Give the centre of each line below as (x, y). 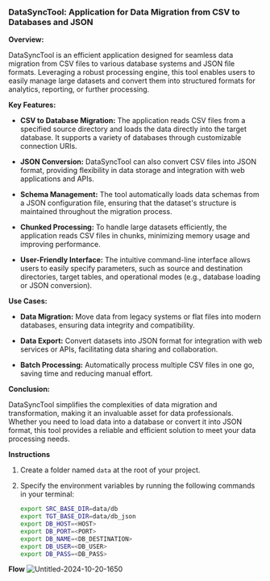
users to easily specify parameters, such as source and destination (131, 269)
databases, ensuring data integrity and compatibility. (107, 325)
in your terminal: (47, 494)
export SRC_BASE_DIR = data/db (69, 509)
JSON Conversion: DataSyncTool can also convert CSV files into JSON (138, 162)
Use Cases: (28, 301)
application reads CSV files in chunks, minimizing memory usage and (135, 236)
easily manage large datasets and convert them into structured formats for (132, 81)
